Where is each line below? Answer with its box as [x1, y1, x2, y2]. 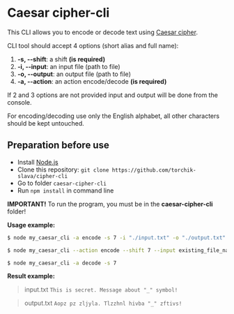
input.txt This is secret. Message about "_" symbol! [24, 285, 178, 294]
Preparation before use [7, 140, 109, 151]
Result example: [7, 272, 56, 281]
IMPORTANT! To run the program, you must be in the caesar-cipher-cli [7, 200, 214, 208]
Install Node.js [17, 158, 58, 166]
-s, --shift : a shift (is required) [17, 54, 106, 63]
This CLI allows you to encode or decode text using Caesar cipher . [7, 28, 198, 36]
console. [7, 98, 33, 106]
